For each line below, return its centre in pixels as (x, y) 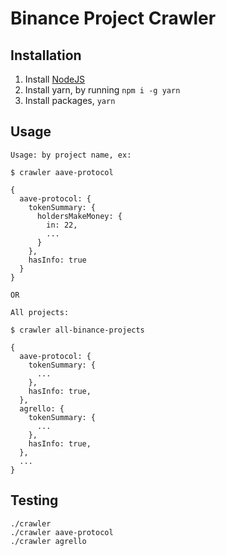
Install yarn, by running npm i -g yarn (102, 90)
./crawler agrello (48, 541)
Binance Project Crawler (113, 18)
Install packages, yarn (70, 100)
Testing (34, 500)
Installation (46, 55)
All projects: (40, 312)
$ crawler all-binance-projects (77, 330)
